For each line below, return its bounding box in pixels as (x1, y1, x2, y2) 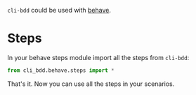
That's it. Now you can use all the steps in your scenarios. (7, 80, 175, 88)
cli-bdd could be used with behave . (7, 6, 111, 14)
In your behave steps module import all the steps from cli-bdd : (7, 53, 190, 61)
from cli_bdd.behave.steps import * (7, 66, 115, 74)
